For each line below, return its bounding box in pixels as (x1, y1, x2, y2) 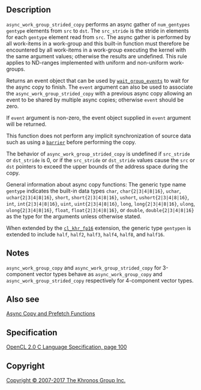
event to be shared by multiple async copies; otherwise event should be (6, 96, 184, 103)
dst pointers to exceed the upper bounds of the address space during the (6, 163, 188, 170)
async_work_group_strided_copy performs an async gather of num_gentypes (6, 20, 190, 28)
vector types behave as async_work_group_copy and (35, 270, 163, 278)
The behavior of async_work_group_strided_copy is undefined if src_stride (6, 150, 190, 157)
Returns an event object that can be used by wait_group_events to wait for (6, 77, 190, 84)
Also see (6, 294, 40, 305)
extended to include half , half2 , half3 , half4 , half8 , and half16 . (6, 230, 165, 238)
